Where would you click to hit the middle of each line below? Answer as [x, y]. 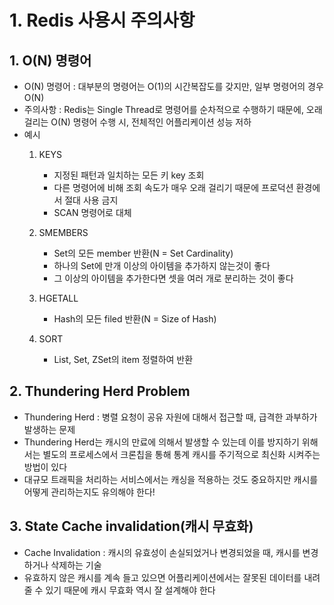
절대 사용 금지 [91, 200]
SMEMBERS [63, 232]
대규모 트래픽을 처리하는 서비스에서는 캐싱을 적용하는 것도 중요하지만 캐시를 [171, 479]
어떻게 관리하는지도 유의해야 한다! [89, 492]
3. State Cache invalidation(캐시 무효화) [131, 526]
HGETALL [58, 298]
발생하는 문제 [49, 429]
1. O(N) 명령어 [50, 60]
